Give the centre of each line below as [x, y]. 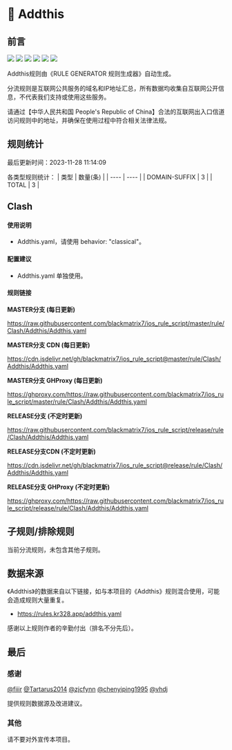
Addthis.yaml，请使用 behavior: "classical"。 [81, 242]
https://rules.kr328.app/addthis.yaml [69, 614]
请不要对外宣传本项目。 [40, 740]
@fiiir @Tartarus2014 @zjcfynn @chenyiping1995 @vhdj [87, 689]
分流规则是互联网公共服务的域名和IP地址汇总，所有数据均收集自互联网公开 [113, 88]
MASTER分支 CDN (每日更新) [49, 345]
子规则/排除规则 [41, 532]
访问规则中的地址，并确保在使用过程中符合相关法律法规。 [89, 120]
